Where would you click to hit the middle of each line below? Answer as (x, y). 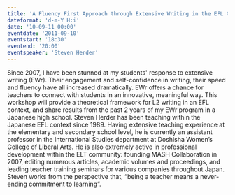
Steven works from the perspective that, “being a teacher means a (103, 176)
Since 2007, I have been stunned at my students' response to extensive (110, 72)
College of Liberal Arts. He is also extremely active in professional (102, 147)
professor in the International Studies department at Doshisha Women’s (110, 139)
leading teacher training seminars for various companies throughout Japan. (116, 169)
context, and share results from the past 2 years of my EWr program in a (111, 110)
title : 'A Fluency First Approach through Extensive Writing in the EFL (115, 14)
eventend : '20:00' (34, 46)
